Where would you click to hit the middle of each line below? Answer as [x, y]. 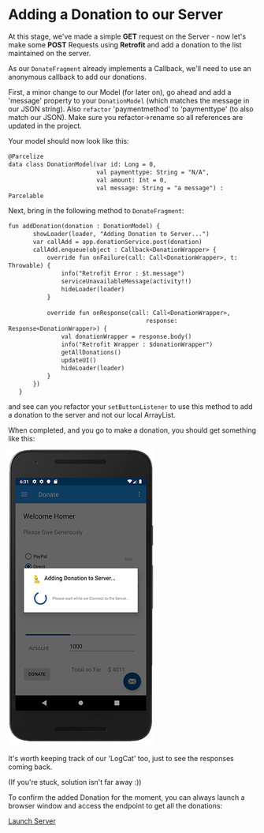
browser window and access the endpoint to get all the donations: [115, 805]
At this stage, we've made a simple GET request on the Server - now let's [127, 36]
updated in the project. [45, 126]
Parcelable [26, 196]
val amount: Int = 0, [132, 180]
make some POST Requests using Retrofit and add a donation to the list [125, 44]
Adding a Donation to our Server [115, 15]
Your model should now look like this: [69, 141]
